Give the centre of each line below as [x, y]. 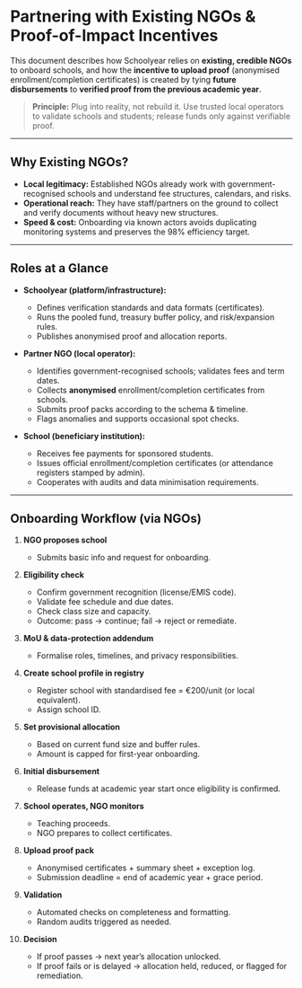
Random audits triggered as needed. [104, 922]
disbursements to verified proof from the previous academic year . [136, 89]
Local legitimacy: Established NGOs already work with [124, 184]
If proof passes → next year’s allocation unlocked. [129, 957]
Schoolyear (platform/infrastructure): [95, 290]
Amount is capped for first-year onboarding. [118, 754]
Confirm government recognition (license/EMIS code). [136, 592]
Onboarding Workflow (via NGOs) [106, 518]
